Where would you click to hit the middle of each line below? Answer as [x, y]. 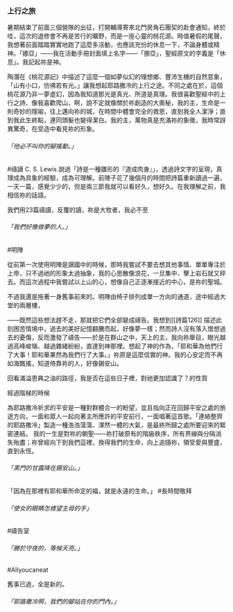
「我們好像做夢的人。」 [39, 227]
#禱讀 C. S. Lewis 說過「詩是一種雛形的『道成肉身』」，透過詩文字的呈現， [112, 169]
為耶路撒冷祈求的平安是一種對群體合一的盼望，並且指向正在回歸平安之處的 [113, 407]
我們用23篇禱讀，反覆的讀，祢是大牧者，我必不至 [78, 210]
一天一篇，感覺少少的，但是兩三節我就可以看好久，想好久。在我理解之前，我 [116, 186]
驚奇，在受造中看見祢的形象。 [55, 129]
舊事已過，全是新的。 [37, 584]
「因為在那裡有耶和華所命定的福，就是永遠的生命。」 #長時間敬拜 [100, 491]
